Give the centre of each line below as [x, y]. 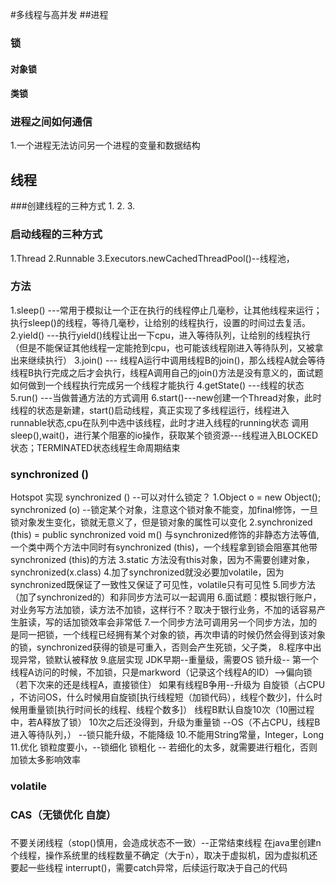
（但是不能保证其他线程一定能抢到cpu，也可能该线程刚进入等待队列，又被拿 [167, 347]
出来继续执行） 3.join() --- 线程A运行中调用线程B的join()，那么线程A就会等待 [168, 360]
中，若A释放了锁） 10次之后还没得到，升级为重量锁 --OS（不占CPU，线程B [165, 722]
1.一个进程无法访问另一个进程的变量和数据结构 [105, 145]
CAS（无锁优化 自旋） [63, 815]
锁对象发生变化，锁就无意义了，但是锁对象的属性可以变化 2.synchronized [161, 522]
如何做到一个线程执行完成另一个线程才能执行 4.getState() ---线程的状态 [157, 385]
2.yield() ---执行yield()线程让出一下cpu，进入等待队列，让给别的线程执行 [160, 335]
